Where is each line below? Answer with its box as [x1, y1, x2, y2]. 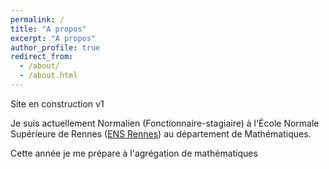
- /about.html [19, 71, 78, 81]
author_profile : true [10, 42, 101, 53]
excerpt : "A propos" [10, 33, 97, 43]
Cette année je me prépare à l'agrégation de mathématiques [10, 147, 258, 159]
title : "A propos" [10, 24, 87, 34]
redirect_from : [10, 52, 74, 62]
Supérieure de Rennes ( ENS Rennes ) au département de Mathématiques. [10, 127, 312, 140]
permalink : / [10, 14, 65, 25]
